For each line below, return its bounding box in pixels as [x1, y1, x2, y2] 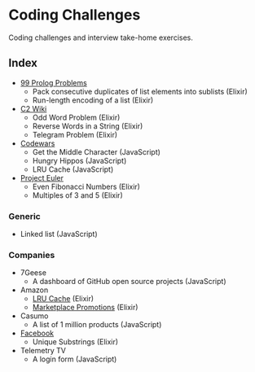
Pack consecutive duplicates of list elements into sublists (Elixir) [32, 86, 248, 96]
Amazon [20, 285, 49, 295]
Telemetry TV [20, 346, 67, 356]
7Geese [20, 268, 47, 278]
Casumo [20, 311, 49, 321]
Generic [8, 210, 41, 221]
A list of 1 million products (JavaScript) [32, 320, 162, 330]
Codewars [20, 138, 55, 148]
